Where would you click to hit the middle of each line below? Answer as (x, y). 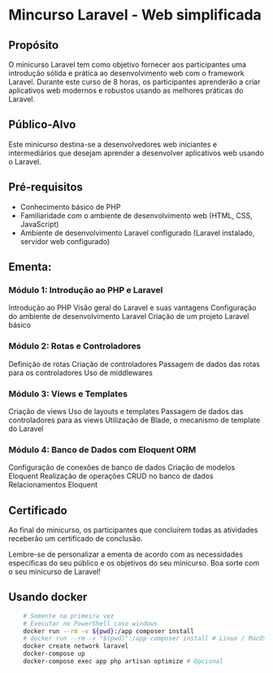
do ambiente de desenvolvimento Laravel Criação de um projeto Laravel (129, 317)
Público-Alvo (42, 125)
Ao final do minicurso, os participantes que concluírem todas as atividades (133, 530)
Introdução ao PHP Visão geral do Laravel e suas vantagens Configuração (132, 308)
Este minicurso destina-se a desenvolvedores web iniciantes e (113, 144)
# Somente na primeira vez (69, 616)
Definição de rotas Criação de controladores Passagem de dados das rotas (134, 364)
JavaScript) (39, 224)
